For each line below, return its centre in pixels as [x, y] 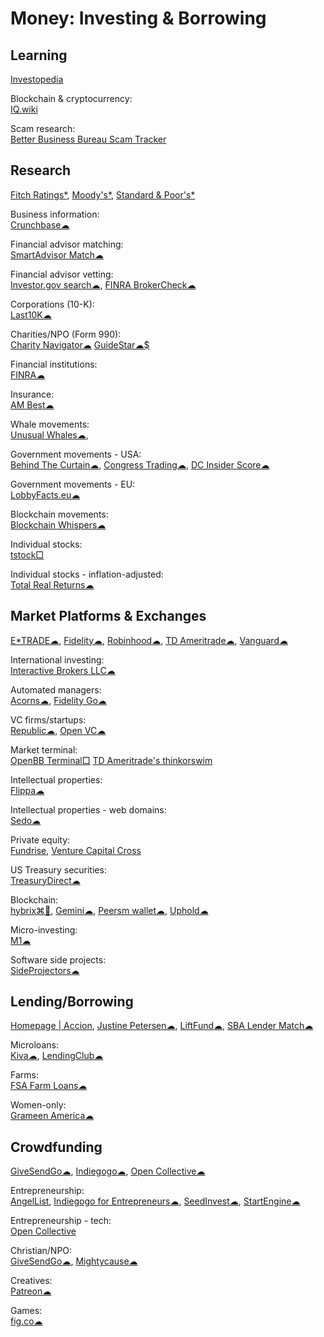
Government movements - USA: [76, 454]
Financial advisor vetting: [62, 274]
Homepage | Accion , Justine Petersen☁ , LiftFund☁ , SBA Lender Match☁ [162, 1026]
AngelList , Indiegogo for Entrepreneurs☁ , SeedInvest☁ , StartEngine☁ [155, 1201]
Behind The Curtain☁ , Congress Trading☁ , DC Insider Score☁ [140, 464]
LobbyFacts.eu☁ [45, 494]
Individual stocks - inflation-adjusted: [87, 574]
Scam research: [43, 128]
